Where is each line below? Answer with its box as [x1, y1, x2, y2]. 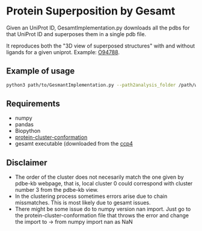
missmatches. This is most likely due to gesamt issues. [14, 199, 151, 206]
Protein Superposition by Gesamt [6, 4, 176, 18]
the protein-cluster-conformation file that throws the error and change [14, 212, 189, 219]
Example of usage [6, 66, 75, 76]
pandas [14, 121, 34, 128]
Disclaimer [6, 158, 47, 168]
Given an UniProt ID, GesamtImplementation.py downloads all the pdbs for [6, 24, 191, 31]
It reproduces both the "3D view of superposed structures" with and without [6, 42, 195, 49]
